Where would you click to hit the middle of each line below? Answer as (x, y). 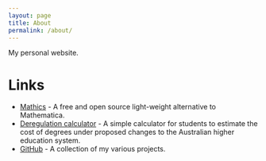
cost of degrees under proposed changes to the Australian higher (127, 132)
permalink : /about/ (40, 30)
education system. (50, 140)
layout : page (30, 15)
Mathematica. (42, 115)
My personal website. (44, 53)
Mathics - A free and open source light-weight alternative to (118, 107)
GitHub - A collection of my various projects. (93, 149)
